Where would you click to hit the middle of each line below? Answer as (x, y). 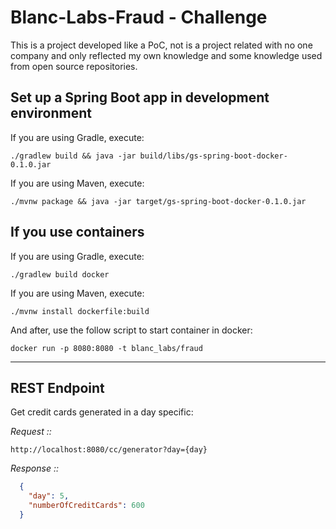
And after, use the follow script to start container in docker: (131, 330)
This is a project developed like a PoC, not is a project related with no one (161, 45)
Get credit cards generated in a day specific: (102, 412)
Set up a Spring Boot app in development (140, 97)
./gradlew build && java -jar (73, 156)
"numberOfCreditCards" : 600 (86, 506)
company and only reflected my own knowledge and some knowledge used (166, 55)
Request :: (31, 432)
